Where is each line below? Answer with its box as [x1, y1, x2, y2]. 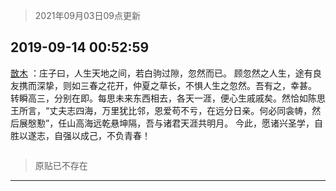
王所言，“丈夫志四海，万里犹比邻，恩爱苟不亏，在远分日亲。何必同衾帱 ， [10, 104, 313, 116]
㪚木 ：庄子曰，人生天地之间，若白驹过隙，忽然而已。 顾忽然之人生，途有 [10, 67, 313, 79]
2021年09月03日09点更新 [34, 10, 141, 21]
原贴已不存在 [34, 159, 88, 171]
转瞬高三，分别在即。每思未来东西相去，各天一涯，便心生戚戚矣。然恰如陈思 [10, 92, 326, 104]
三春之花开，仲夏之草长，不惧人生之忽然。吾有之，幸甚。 [79, 79, 317, 91]
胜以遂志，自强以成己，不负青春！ [10, 129, 151, 141]
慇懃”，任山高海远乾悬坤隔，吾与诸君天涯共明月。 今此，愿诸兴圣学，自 [27, 117, 324, 129]
